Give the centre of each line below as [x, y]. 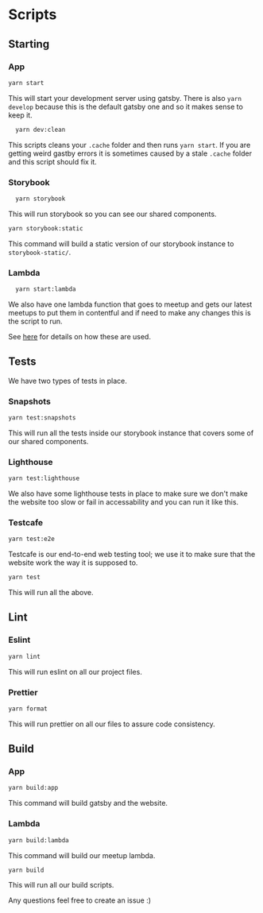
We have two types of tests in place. [68, 381]
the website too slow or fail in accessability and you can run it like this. [124, 502]
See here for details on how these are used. [79, 336]
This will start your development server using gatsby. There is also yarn [125, 98]
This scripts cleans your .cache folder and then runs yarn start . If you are [130, 145]
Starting [29, 44]
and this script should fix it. [52, 161]
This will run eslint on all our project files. [75, 671]
